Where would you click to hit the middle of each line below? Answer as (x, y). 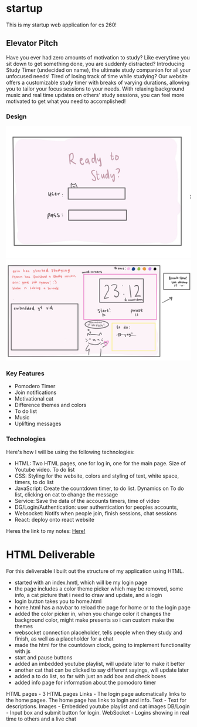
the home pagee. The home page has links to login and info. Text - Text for (96, 700)
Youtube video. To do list (45, 469)
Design (16, 116)
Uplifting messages (38, 424)
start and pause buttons (43, 657)
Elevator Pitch (32, 43)
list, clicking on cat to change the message (66, 494)
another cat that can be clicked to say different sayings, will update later (102, 670)
